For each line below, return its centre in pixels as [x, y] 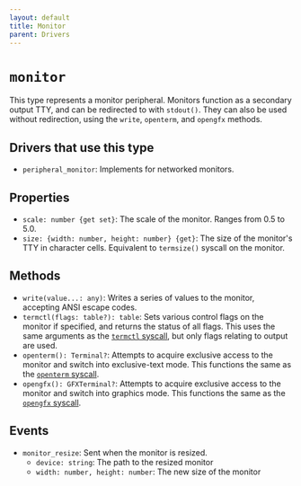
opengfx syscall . [52, 402]
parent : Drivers [40, 34]
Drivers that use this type [82, 148]
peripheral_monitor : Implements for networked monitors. [128, 169]
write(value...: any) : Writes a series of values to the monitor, [138, 297]
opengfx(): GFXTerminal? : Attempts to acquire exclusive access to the [151, 384]
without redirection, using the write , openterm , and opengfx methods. [136, 119]
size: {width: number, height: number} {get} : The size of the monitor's [157, 238]
